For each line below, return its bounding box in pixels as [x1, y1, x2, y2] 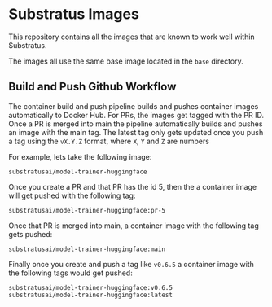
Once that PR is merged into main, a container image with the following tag [8, 221, 259, 230]
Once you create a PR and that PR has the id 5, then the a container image [8, 182, 257, 191]
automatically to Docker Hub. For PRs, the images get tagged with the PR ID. [8, 110, 265, 120]
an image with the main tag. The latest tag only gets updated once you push [8, 127, 264, 137]
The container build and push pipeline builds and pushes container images [8, 101, 259, 111]
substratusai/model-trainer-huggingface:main [8, 245, 165, 253]
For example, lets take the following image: [8, 151, 152, 161]
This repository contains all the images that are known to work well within [8, 32, 255, 42]
